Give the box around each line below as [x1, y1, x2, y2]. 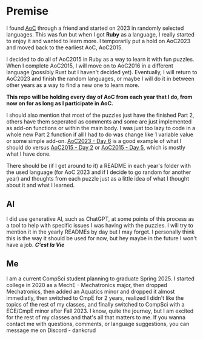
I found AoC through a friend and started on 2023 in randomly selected [6, 24, 184, 32]
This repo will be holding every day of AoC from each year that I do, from [6, 93, 193, 100]
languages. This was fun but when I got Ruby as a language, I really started [6, 30, 195, 38]
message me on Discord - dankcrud [6, 327, 96, 334]
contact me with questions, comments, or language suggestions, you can [6, 320, 190, 327]
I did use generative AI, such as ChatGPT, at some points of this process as [6, 215, 195, 223]
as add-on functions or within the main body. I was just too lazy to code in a [6, 124, 196, 131]
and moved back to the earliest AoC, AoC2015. [6, 44, 123, 51]
